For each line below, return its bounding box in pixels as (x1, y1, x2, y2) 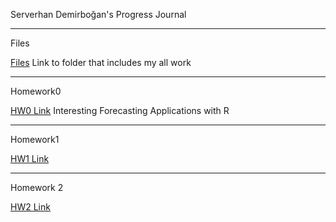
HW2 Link (10, 201, 51, 213)
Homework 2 (10, 182, 64, 193)
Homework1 (10, 134, 60, 145)
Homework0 (10, 85, 62, 97)
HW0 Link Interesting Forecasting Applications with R (10, 105, 230, 116)
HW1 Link (10, 153, 50, 164)
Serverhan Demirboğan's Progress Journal (10, 9, 187, 20)
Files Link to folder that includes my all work (10, 57, 192, 68)
